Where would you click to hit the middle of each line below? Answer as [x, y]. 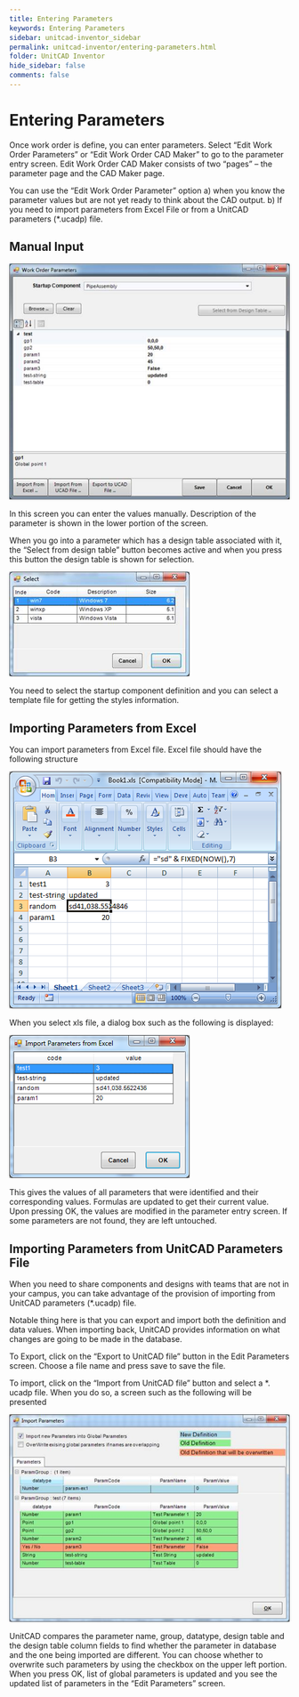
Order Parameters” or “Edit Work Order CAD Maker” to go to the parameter [147, 154]
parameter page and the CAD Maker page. [87, 173]
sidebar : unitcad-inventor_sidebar [75, 37]
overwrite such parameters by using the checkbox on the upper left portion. [148, 1664]
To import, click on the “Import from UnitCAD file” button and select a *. [140, 1383]
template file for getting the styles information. [94, 700]
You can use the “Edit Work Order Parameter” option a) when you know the [147, 190]
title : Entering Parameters [61, 19]
